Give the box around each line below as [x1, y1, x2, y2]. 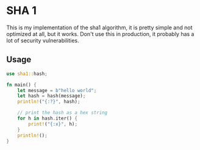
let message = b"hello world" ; [17, 87, 97, 93]
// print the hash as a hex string [17, 110, 108, 116]
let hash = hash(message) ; [17, 93, 86, 99]
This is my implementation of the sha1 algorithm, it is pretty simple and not [6, 24, 193, 31]
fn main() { [6, 82, 37, 88]
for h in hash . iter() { [17, 115, 78, 121]
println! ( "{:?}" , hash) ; [17, 99, 80, 105]
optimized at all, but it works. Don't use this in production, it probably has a [6, 30, 195, 37]
